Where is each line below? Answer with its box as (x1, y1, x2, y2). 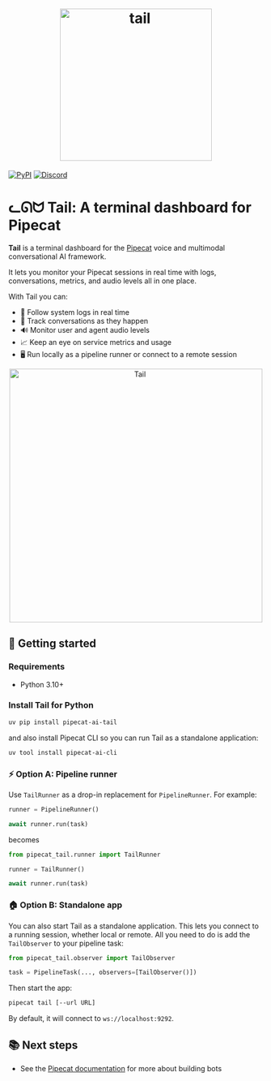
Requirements (8, 661, 66, 673)
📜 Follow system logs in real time (19, 307, 130, 317)
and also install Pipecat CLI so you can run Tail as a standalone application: (8, 733, 259, 743)
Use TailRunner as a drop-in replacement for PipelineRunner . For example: (8, 790, 257, 799)
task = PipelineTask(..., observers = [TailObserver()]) (8, 968, 197, 977)
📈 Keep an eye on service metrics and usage (19, 337, 172, 347)
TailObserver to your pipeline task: (8, 938, 124, 948)
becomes (8, 834, 40, 844)
